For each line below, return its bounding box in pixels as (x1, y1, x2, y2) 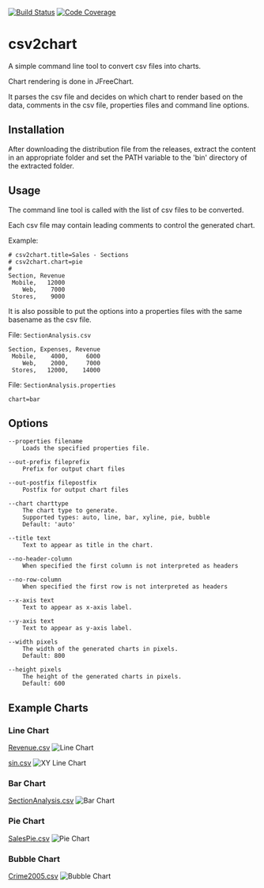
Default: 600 (22, 680, 66, 688)
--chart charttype (8, 500, 69, 508)
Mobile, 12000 (11, 278, 66, 286)
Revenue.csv (8, 743, 51, 753)
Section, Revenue (8, 271, 66, 280)
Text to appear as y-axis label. (22, 625, 133, 633)
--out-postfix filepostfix (8, 479, 97, 487)
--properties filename (8, 437, 83, 446)
